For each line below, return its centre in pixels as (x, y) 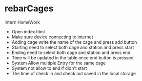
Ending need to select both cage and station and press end (71, 53)
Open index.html (28, 31)
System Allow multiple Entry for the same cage (59, 63)
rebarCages (29, 9)
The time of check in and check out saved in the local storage (74, 73)
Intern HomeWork (22, 22)
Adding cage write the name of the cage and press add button (74, 42)
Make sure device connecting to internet (52, 37)
